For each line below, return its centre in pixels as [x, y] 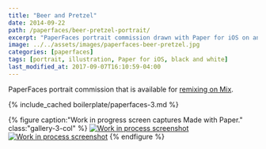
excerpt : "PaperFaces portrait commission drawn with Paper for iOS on [129, 37]
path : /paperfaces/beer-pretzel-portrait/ [79, 30]
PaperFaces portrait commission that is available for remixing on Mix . [121, 89]
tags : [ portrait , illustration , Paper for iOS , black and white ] [118, 60]
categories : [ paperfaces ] [51, 52]
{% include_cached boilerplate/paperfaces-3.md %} [94, 104]
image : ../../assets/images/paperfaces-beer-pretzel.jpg [104, 45]
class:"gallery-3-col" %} [48, 128]
